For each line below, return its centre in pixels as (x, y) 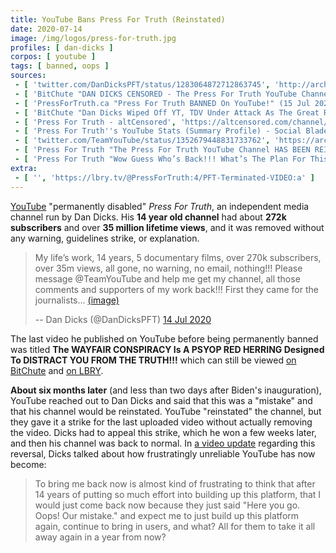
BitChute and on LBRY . (57, 370)
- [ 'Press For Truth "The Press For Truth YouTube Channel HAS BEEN (162, 150)
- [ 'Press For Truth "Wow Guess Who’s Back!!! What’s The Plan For (160, 159)
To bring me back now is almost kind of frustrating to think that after (175, 483)
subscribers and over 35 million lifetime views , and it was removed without (167, 227)
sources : (28, 76)
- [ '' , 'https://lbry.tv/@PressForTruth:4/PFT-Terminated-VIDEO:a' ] (164, 177)
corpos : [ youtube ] (53, 57)
